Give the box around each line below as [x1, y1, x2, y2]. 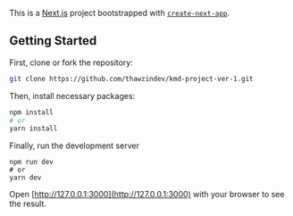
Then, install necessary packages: [9, 90, 136, 101]
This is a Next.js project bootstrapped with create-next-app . [9, 8, 230, 18]
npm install [9, 107, 54, 117]
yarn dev [9, 173, 42, 182]
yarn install [9, 124, 58, 133]
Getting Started [9, 33, 97, 48]
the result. [9, 198, 47, 209]
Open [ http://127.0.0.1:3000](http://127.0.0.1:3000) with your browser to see [9, 189, 285, 200]
